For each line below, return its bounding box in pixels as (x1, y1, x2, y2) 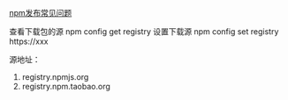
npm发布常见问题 (9, 8, 72, 18)
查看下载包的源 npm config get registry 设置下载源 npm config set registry (9, 26, 279, 37)
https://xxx (9, 36, 49, 46)
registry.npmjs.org (21, 72, 89, 82)
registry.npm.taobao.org (21, 82, 110, 91)
